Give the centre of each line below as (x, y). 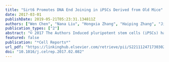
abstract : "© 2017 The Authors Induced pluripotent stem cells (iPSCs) (82, 33)
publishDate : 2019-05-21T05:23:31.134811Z (50, 19)
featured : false (22, 38)
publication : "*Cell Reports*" (38, 42)
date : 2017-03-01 (23, 14)
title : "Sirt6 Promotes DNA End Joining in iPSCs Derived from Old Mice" (84, 10)
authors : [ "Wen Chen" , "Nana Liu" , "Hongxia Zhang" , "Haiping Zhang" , (81, 24)
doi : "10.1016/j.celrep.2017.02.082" (45, 51)
